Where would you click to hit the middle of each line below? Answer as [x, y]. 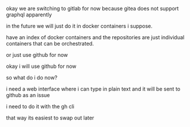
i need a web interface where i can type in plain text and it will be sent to [93, 89]
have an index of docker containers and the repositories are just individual [95, 37]
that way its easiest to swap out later [50, 118]
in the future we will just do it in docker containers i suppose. [80, 26]
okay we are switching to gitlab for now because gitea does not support [93, 8]
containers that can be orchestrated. [50, 44]
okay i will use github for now [42, 66]
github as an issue [28, 95]
